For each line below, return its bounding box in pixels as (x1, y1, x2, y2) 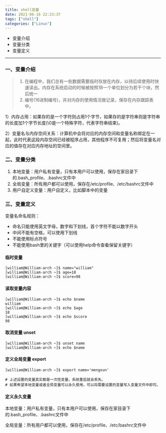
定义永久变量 (5, 393, 31, 399)
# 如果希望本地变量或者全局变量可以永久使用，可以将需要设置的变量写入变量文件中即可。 (5, 382, 161, 387)
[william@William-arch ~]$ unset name (5, 341, 85, 346)
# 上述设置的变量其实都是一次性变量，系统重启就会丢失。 (5, 377, 105, 382)
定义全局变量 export (5, 356, 46, 362)
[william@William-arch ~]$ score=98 (5, 274, 81, 279)
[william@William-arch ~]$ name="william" (5, 266, 94, 271)
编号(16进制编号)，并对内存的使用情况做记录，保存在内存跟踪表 (24, 97, 154, 103)
